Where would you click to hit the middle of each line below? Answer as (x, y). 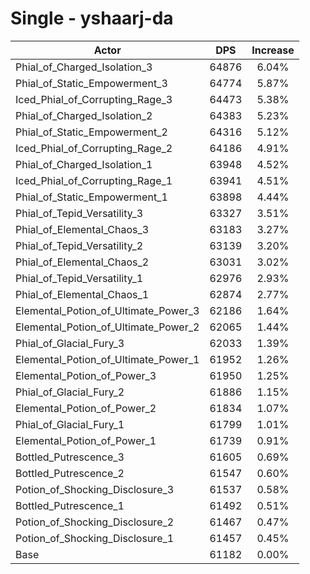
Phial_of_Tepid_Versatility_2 (79, 245)
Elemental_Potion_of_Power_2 (86, 408)
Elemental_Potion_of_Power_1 (86, 440)
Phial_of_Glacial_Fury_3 (70, 343)
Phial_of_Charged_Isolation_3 (84, 67)
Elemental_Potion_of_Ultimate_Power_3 (107, 310)
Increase (273, 50)
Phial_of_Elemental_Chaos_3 (82, 229)
